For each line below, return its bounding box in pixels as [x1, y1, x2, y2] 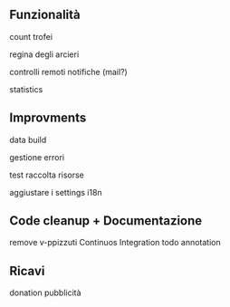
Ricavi [9, 263, 45, 279]
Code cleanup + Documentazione [9, 213, 203, 229]
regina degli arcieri [9, 49, 80, 60]
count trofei [9, 31, 53, 42]
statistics [9, 83, 43, 94]
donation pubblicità [9, 287, 81, 298]
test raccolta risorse [9, 169, 84, 180]
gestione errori [9, 151, 65, 162]
